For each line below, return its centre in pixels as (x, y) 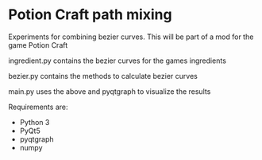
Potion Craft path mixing (90, 15)
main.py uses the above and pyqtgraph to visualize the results (110, 91)
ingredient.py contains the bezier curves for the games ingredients (117, 60)
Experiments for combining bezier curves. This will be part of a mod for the (131, 37)
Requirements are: (38, 107)
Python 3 (35, 122)
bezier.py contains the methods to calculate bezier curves (103, 76)
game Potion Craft (38, 45)
